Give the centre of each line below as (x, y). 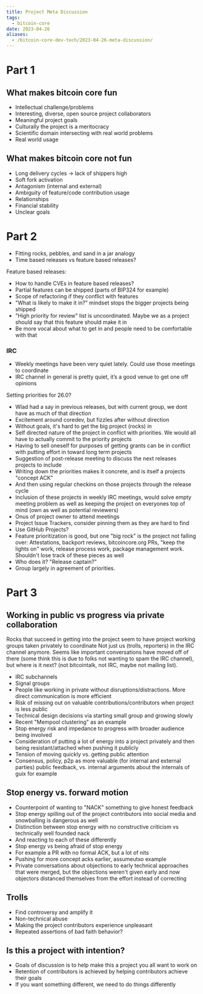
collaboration (32, 624)
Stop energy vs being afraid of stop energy (69, 846)
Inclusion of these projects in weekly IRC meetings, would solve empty (103, 497)
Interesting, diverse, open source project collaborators (83, 114)
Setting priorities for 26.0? (39, 395)
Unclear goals (32, 212)
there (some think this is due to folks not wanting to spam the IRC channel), (100, 659)
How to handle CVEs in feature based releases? (75, 283)
